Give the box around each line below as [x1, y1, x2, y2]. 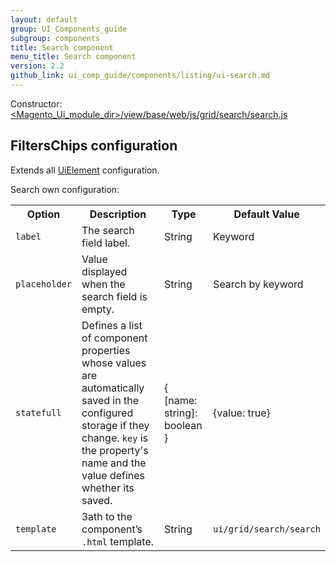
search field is [81, 289, 148, 303]
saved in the [81, 393, 139, 407]
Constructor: [10, 97, 63, 110]
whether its [81, 481, 135, 495]
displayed [81, 264, 128, 278]
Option [26, 207, 61, 221]
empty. [81, 302, 115, 316]
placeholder [15, 278, 73, 290]
